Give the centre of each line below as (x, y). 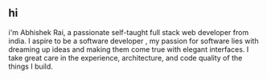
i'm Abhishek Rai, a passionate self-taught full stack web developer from (129, 32)
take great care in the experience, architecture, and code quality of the (125, 57)
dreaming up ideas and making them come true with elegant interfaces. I (129, 49)
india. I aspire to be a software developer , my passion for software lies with (133, 41)
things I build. (31, 66)
